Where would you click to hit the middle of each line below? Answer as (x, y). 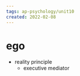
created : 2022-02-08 (31, 17)
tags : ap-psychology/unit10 (40, 11)
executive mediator (46, 68)
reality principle (33, 62)
